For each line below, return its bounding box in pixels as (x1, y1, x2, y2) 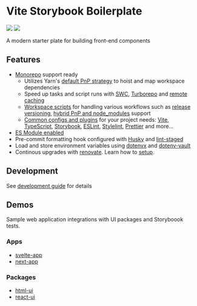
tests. (6, 222, 20, 229)
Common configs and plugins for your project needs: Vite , (24, 116, 170, 123)
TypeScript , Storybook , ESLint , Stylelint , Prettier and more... (24, 122, 174, 130)
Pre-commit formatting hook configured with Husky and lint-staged (15, 135, 184, 142)
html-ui (15, 287, 33, 294)
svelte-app (15, 251, 42, 259)
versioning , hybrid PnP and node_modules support (24, 110, 151, 117)
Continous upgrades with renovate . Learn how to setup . (15, 148, 155, 156)
